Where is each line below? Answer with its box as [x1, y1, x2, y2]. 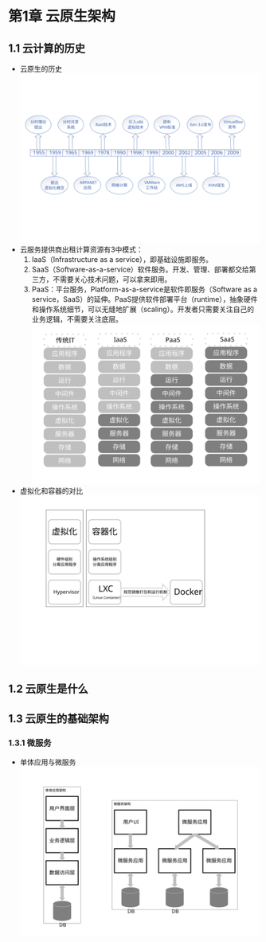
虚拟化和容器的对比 [19, 487, 84, 496]
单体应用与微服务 [19, 757, 76, 767]
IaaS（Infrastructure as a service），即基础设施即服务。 [31, 254, 213, 264]
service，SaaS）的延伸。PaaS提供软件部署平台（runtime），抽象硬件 [31, 294, 258, 303]
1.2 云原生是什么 [8, 682, 89, 696]
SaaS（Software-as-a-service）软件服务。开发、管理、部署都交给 [31, 264, 249, 274]
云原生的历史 [19, 64, 62, 73]
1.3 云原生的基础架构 [8, 712, 110, 725]
